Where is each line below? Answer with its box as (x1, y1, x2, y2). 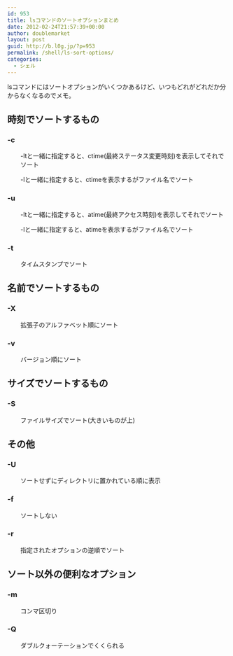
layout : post (7, 36, 45, 43)
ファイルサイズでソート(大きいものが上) (20, 416, 135, 424)
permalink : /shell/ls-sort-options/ (7, 50, 114, 57)
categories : (7, 56, 42, 63)
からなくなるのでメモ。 (7, 91, 75, 99)
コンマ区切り (20, 606, 57, 615)
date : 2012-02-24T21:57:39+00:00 (7, 23, 105, 30)
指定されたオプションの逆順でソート (20, 545, 125, 554)
